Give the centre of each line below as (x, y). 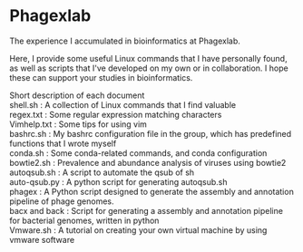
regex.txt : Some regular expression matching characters (116, 114)
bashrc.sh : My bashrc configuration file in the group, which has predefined (151, 133)
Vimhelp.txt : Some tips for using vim (78, 124)
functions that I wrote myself (63, 143)
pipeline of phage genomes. (62, 201)
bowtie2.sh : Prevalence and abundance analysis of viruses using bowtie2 (148, 162)
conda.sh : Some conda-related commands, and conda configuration (138, 153)
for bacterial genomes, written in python (84, 220)
